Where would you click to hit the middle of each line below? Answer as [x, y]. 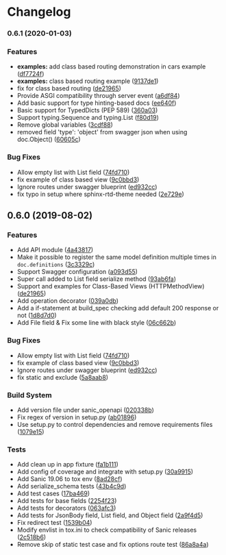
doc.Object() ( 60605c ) [49, 139]
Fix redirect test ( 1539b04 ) [54, 523]
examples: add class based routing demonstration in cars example [111, 66]
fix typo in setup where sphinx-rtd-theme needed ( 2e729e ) [101, 194]
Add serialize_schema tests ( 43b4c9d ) [72, 486]
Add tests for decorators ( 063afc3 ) [66, 508]
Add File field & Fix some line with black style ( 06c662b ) [97, 323]
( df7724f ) [30, 74]
